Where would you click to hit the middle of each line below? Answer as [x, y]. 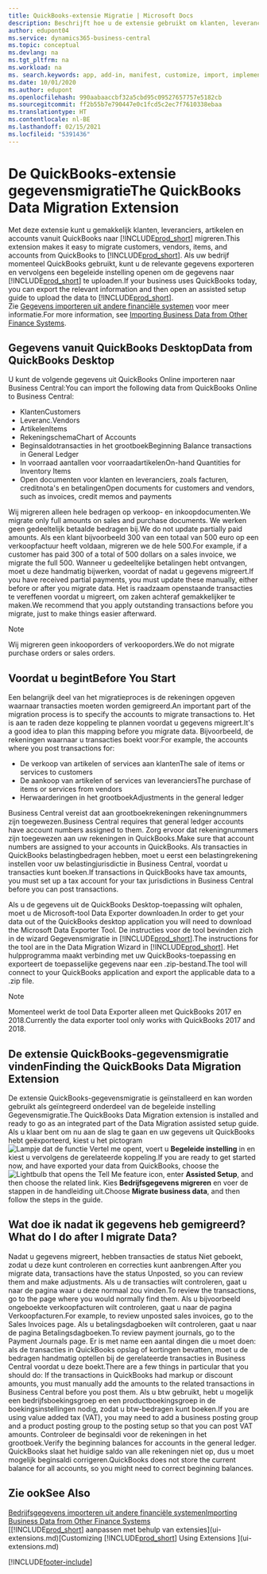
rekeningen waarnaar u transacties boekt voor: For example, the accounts [128, 740]
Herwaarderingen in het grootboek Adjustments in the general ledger [132, 797]
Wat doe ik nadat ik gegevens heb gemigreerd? [127, 1225]
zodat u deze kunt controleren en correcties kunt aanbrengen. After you [125, 1265]
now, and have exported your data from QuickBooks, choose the [114, 1166]
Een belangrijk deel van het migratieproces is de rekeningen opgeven [122, 698]
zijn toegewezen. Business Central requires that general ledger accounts [126, 821]
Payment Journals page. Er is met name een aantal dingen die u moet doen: [132, 1341]
